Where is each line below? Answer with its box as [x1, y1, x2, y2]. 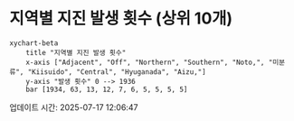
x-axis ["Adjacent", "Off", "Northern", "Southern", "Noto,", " [25, 58, 273, 67]
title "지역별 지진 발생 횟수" [25, 48, 127, 57]
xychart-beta [9, 38, 59, 48]
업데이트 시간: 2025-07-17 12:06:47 [9, 101, 138, 113]
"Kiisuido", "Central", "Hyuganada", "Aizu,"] [27, 67, 206, 77]
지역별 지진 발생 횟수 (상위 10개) [9, 8, 233, 29]
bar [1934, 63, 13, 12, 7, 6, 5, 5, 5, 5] [25, 85, 188, 94]
